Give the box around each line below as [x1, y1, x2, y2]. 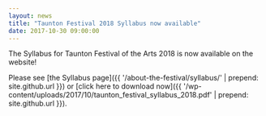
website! [8, 57, 37, 67]
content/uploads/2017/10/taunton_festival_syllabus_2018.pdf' [8, 90, 212, 100]
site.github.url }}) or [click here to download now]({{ [8, 81, 182, 91]
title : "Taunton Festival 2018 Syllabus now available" [8, 19, 201, 27]
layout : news [8, 11, 53, 20]
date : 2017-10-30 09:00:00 [8, 27, 100, 35]
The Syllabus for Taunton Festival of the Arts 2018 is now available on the [8, 49, 254, 59]
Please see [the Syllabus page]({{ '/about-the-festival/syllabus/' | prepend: [8, 73, 259, 83]
